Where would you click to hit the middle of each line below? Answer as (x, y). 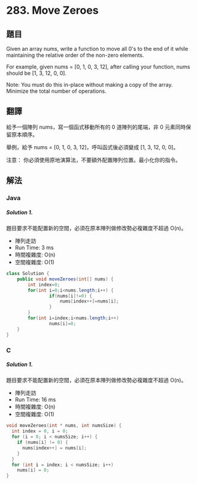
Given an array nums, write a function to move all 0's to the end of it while (97, 49)
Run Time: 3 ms (34, 248)
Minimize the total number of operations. (56, 91)
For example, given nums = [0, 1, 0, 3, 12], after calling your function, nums (98, 67)
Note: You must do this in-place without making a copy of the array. (90, 85)
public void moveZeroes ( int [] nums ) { (65, 279)
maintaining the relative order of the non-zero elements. (75, 55)
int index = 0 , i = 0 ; (40, 431)
